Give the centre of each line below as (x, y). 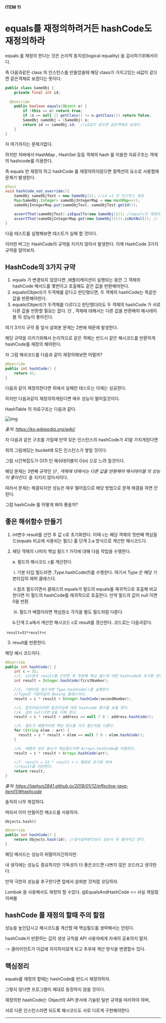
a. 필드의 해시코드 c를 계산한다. (42, 561)
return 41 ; (25, 373)
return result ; (30, 771)
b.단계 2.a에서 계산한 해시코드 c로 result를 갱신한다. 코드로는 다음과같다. (82, 622)
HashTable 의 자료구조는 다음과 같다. (41, 409)
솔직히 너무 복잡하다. (25, 802)
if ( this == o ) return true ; (53, 111)
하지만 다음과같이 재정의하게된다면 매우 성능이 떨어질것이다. (62, 398)
